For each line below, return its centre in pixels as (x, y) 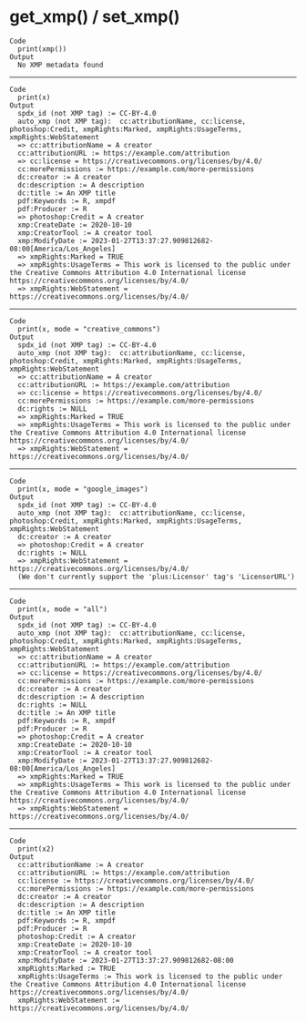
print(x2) (36, 849)
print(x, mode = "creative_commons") (89, 329)
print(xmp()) (42, 49)
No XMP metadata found (61, 65)
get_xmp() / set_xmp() (95, 17)
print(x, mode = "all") (62, 609)
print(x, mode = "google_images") (83, 489)
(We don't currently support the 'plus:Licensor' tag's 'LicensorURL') (157, 577)
